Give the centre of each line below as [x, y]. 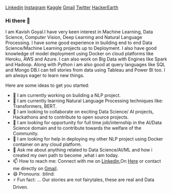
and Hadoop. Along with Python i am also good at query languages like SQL [85, 65]
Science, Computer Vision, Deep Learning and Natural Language [74, 37]
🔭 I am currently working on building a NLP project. [67, 95]
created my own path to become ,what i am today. [66, 156]
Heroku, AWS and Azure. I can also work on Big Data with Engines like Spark [86, 59]
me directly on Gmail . [35, 168]
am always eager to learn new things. [45, 75]
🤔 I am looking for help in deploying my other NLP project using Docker [88, 139]
